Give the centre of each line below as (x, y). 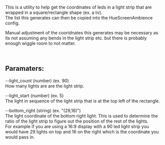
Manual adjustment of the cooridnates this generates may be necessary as (82, 33)
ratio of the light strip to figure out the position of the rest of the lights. (77, 121)
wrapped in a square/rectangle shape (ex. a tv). (54, 12)
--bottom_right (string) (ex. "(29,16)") (43, 110)
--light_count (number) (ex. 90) (37, 80)
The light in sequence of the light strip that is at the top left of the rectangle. (83, 101)
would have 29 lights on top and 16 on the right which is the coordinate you (82, 132)
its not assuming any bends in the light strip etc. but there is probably (76, 38)
